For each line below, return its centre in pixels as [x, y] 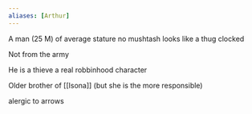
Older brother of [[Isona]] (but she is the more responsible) [106, 85]
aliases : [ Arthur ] [39, 16]
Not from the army [39, 54]
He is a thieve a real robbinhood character [78, 70]
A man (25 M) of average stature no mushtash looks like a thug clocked [126, 39]
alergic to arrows [36, 100]
